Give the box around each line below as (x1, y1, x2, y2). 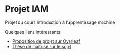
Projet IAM (5, 3, 49, 15)
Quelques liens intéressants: (5, 29, 62, 35)
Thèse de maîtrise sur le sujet (12, 43, 71, 49)
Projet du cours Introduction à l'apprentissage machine (5, 19, 115, 25)
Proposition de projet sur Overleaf (12, 38, 80, 44)
